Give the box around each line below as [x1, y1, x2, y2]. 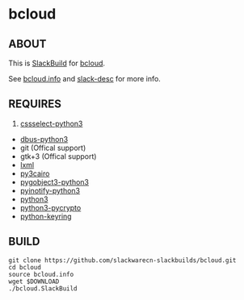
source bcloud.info [8, 270, 74, 278]
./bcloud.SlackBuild [8, 284, 78, 293]
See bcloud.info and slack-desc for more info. [8, 74, 162, 83]
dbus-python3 [19, 134, 69, 144]
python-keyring [19, 211, 72, 221]
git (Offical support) [19, 143, 86, 152]
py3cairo [19, 169, 50, 178]
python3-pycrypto [19, 202, 82, 212]
